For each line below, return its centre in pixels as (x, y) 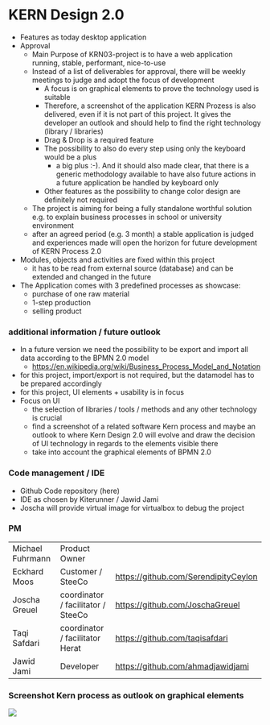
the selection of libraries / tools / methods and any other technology (144, 409)
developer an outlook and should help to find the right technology (152, 122)
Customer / (81, 571)
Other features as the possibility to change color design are (142, 191)
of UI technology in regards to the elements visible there (125, 444)
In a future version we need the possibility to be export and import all (134, 350)
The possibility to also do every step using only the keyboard (145, 148)
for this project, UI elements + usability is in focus (102, 392)
